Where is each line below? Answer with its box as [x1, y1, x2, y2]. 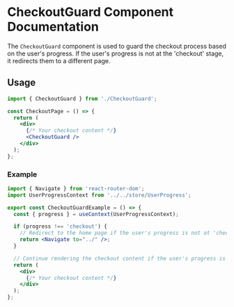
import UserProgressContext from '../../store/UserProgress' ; [7, 192, 192, 199]
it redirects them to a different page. [7, 56, 111, 65]
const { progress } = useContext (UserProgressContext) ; [13, 210, 179, 217]
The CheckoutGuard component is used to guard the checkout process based [7, 42, 226, 50]
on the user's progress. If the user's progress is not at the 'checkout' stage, [7, 49, 224, 58]
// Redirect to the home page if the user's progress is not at [19, 230, 210, 237]
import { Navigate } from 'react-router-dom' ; [7, 185, 145, 192]
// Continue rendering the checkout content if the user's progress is [13, 255, 226, 262]
